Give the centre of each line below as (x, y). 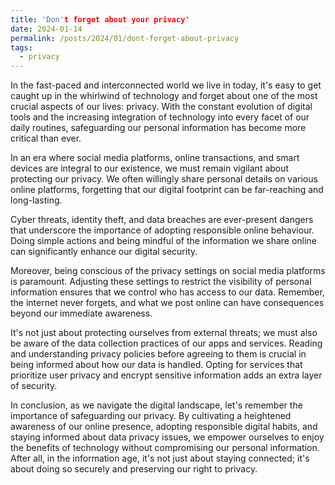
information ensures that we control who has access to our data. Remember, (167, 292)
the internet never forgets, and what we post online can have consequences (167, 303)
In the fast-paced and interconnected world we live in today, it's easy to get (166, 85)
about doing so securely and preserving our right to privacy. (134, 469)
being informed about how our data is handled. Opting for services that (156, 365)
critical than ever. (46, 138)
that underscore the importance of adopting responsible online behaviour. (162, 230)
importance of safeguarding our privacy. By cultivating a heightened (151, 416)
